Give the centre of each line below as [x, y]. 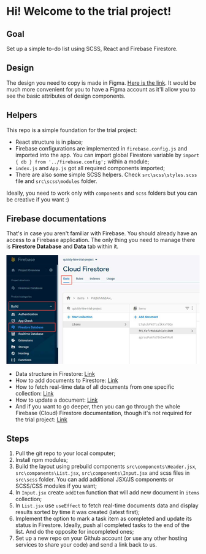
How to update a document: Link [56, 400]
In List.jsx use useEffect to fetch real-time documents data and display [107, 505]
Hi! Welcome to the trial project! [89, 11]
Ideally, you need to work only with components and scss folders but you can [102, 193]
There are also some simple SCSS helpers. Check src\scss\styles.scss [106, 174]
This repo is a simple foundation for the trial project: [72, 130]
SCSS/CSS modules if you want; [56, 486]
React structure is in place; [49, 142]
